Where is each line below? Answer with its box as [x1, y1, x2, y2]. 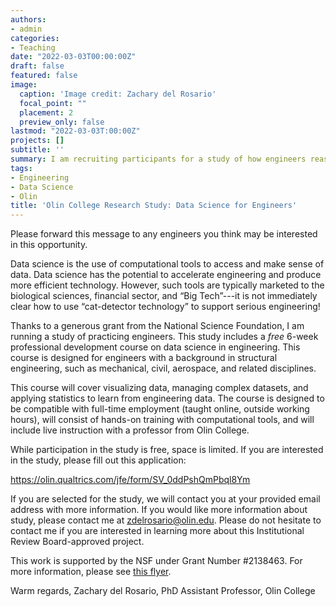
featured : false [10, 71, 78, 81]
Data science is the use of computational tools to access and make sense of [10, 258, 325, 270]
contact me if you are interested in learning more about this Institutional [10, 525, 305, 537]
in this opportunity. [10, 239, 88, 251]
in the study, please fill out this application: [10, 454, 187, 466]
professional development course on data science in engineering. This [10, 341, 301, 353]
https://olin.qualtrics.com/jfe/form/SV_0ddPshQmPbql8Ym [10, 474, 251, 486]
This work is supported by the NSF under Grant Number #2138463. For [10, 555, 303, 567]
